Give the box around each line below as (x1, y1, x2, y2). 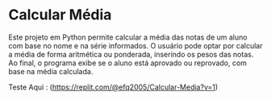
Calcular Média (8, 6, 112, 24)
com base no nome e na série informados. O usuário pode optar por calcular (8, 40, 263, 50)
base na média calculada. (8, 66, 94, 76)
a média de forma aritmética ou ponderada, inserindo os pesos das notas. (8, 49, 254, 59)
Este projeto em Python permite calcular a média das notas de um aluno (8, 32, 248, 42)
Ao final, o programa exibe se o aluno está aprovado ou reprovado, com (8, 58, 248, 68)
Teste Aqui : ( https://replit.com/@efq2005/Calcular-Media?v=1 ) (8, 82, 219, 92)
